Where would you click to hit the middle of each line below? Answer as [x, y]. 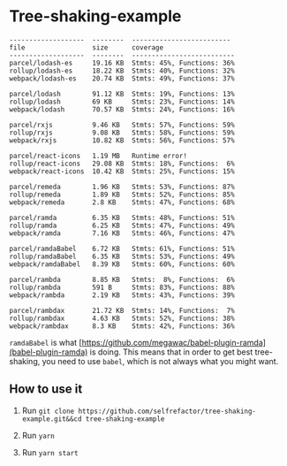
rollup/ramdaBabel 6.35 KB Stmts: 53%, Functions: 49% [122, 256]
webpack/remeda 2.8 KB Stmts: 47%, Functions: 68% [122, 202]
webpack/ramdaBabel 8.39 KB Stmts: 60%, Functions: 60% [122, 264]
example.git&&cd [52, 419]
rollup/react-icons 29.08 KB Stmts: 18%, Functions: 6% [122, 164]
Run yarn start [50, 452]
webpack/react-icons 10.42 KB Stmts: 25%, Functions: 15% [122, 171]
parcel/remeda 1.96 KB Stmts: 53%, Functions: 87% [122, 187]
